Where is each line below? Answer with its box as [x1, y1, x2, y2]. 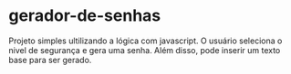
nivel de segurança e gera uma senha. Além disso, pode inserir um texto [8, 44, 281, 55]
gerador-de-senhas [8, 5, 161, 26]
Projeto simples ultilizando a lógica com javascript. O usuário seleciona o [8, 35, 283, 46]
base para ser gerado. [8, 54, 92, 65]
